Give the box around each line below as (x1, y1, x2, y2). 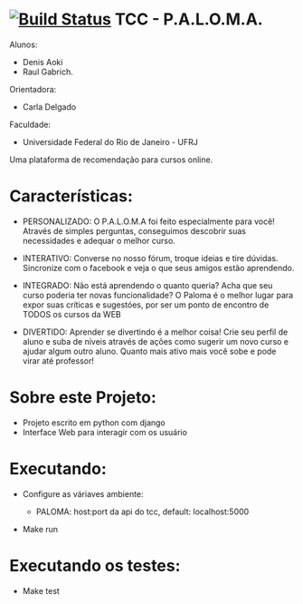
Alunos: (9, 39, 38, 50)
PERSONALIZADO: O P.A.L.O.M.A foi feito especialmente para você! (22, 216, 276, 227)
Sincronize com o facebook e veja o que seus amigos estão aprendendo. (22, 262, 295, 273)
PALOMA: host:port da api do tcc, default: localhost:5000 (35, 506, 250, 517)
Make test (22, 585, 61, 596)
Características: (9, 186, 134, 207)
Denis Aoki (22, 56, 63, 67)
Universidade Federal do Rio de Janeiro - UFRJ (22, 136, 199, 147)
